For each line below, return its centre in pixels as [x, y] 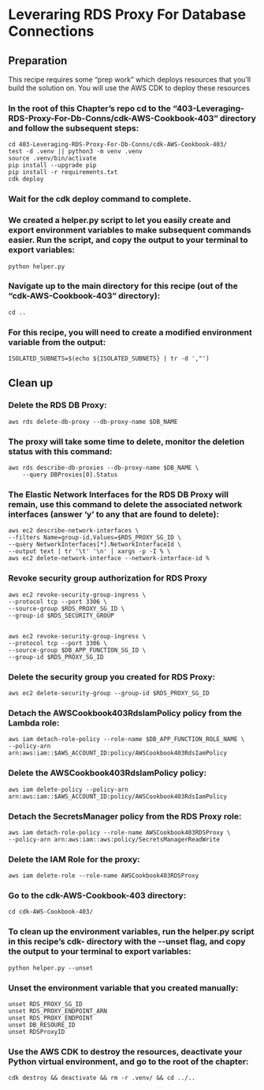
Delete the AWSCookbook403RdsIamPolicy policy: [108, 773]
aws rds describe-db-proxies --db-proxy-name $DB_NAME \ [104, 468]
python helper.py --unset [50, 968]
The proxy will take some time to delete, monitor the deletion [126, 441]
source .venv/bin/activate [52, 159]
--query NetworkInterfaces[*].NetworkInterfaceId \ [95, 545]
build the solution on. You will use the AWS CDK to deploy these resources [129, 88]
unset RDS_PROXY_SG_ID [45, 1005]
